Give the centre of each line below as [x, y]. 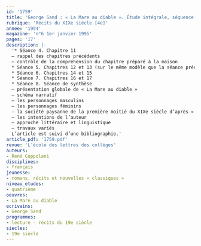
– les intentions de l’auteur [49, 117]
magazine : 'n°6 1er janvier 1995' [49, 34]
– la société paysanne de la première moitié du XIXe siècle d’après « [103, 112]
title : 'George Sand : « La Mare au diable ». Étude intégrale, [88, 17]
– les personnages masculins [48, 100]
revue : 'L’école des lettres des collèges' [61, 145]
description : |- [26, 45]
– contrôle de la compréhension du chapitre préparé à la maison [95, 61]
